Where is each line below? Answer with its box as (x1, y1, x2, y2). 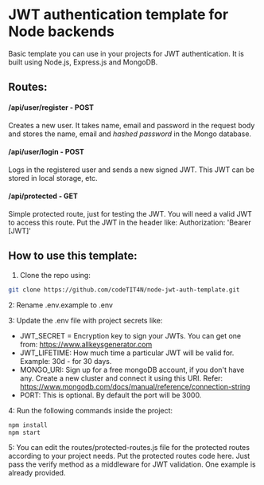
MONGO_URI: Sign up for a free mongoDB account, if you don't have (19, 365, 245, 374)
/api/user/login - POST (8, 147, 85, 157)
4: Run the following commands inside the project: (8, 405, 173, 415)
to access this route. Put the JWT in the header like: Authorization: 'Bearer (8, 217, 252, 227)
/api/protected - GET (8, 191, 78, 201)
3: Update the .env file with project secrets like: (8, 315, 163, 325)
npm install (8, 420, 48, 429)
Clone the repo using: (19, 270, 91, 280)
